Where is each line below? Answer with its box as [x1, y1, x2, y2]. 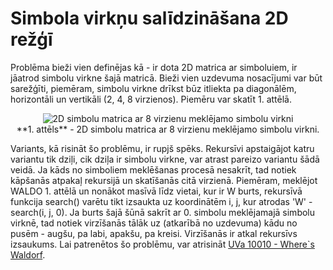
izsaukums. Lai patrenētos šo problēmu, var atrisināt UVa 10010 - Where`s [10, 238, 315, 250]
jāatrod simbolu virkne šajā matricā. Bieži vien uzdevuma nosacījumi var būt [10, 72, 323, 84]
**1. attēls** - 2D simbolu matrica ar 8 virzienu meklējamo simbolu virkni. [16, 123, 320, 135]
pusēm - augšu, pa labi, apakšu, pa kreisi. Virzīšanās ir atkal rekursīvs [10, 227, 298, 239]
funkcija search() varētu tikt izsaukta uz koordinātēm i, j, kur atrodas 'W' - [10, 195, 313, 207]
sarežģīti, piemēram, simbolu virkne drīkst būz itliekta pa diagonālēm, [10, 82, 297, 94]
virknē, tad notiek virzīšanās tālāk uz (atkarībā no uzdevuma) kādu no [10, 217, 298, 229]
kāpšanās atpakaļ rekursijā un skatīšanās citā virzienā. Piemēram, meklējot [10, 174, 318, 186]
